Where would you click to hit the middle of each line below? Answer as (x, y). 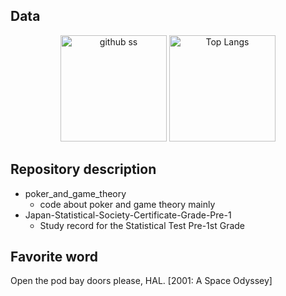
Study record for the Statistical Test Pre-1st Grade (142, 225)
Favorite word (54, 257)
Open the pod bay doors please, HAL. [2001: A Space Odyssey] (141, 281)
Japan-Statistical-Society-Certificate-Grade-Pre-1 (128, 215)
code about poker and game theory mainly (127, 204)
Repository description (83, 169)
